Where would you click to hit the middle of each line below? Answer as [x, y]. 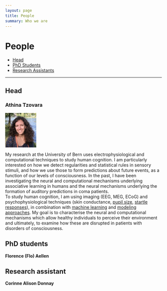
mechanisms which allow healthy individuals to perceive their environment [81, 218]
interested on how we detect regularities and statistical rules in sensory [78, 165]
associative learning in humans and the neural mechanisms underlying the [81, 186]
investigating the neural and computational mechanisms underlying [74, 181]
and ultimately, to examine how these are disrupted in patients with [74, 223]
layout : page [19, 10]
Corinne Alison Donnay [30, 284]
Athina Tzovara [24, 105]
